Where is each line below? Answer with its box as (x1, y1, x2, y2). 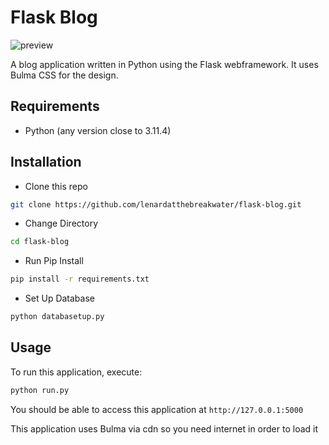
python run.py (10, 385, 70, 395)
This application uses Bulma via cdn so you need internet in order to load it (10, 422, 319, 435)
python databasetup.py (10, 312, 105, 322)
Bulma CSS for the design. (10, 69, 119, 81)
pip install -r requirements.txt (10, 274, 150, 285)
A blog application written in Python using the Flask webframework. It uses (10, 58, 319, 70)
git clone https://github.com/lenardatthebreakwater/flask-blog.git (10, 199, 302, 210)
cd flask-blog (10, 237, 70, 247)
